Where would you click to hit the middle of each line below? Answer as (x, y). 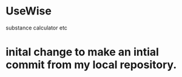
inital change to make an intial (82, 52)
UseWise (29, 11)
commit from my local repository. (91, 65)
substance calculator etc (37, 28)
